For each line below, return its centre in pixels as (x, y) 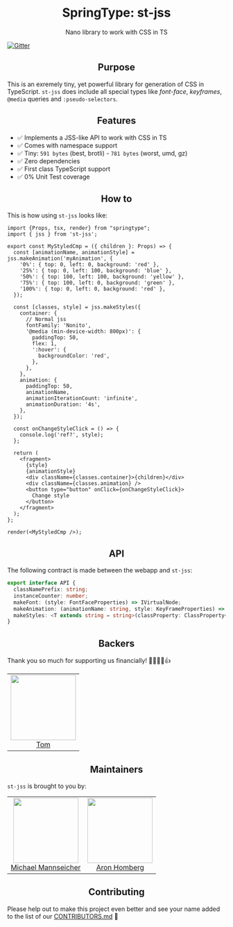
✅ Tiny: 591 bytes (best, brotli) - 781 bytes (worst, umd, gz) (102, 153)
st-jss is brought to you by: (47, 786)
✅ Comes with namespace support (67, 145)
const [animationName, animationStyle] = (74, 253)
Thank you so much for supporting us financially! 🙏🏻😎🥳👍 (89, 661)
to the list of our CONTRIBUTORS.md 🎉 (63, 916)
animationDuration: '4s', (63, 404)
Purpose (116, 67)
